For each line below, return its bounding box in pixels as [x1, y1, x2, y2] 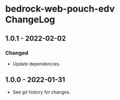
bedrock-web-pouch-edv [5, 3, 115, 15]
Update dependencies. [12, 60, 61, 66]
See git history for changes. [12, 89, 71, 95]
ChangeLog [5, 14, 55, 25]
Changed [5, 49, 29, 56]
